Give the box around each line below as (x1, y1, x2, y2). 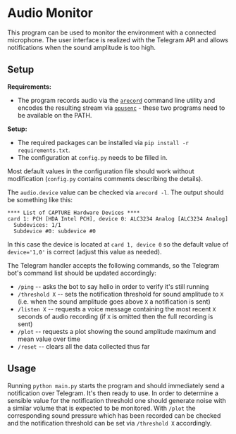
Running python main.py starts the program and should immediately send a (7, 381, 225, 390)
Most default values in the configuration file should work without (7, 167, 195, 175)
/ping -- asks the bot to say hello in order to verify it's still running (17, 282, 209, 290)
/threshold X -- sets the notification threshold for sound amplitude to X (17, 290, 224, 298)
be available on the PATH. (17, 111, 92, 119)
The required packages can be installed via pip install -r (17, 138, 189, 147)
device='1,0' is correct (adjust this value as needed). (7, 247, 162, 256)
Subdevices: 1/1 (13, 221, 61, 228)
